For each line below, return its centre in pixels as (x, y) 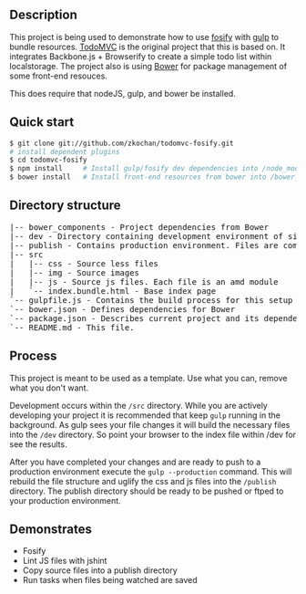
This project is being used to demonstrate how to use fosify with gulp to (144, 36)
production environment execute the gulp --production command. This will (151, 471)
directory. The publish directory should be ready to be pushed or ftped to (147, 491)
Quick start (42, 122)
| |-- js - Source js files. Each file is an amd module (144, 281)
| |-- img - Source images (74, 272)
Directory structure (65, 206)
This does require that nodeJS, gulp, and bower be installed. (123, 93)
